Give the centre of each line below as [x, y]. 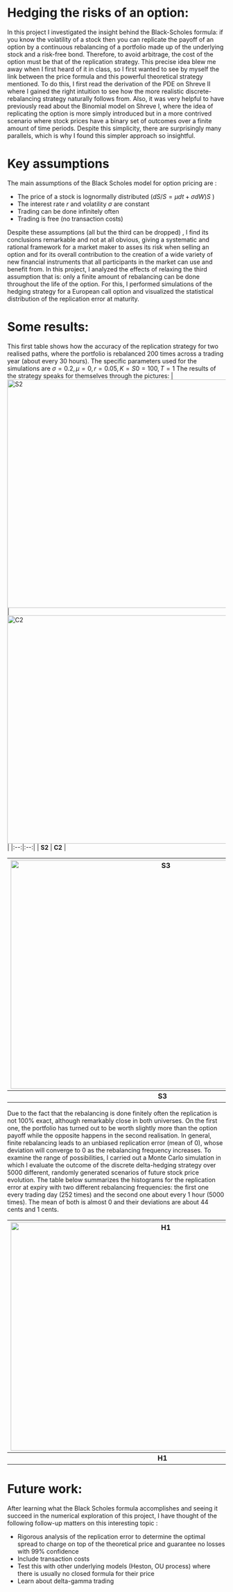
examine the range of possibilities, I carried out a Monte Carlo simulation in [114, 1158]
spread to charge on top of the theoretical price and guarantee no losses [121, 1544]
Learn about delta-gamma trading [66, 1581]
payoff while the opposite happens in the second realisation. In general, [109, 1135]
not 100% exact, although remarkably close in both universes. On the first [112, 1120]
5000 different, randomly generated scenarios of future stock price [103, 1172]
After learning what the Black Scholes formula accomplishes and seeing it [113, 1508]
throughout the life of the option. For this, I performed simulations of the [110, 284]
